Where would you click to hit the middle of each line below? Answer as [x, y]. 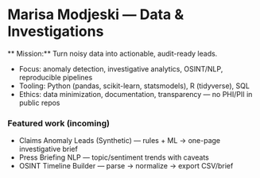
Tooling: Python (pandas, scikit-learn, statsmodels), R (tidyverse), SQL [134, 86]
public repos [39, 103]
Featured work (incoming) [59, 123]
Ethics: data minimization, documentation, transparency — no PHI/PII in [136, 94]
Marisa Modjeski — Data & [96, 15]
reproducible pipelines [56, 77]
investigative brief [49, 149]
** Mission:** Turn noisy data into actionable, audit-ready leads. [113, 53]
